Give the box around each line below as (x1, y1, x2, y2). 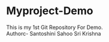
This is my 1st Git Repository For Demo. (6, 24, 103, 31)
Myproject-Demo (6, 4, 94, 18)
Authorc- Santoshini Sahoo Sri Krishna (6, 30, 101, 37)
